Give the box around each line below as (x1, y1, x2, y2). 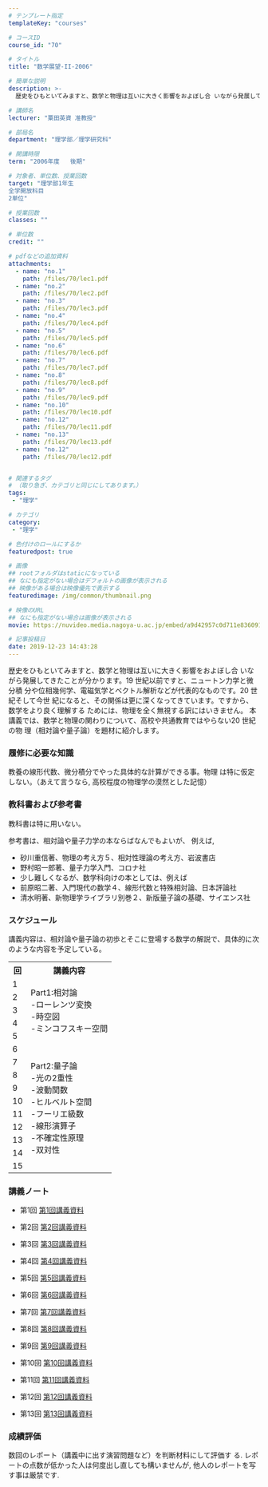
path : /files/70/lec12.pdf (22, 453, 112, 461)
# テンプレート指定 (8, 11, 64, 20)
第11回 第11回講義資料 (19, 1375, 90, 1385)
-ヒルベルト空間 (30, 1096, 93, 1107)
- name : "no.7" (15, 356, 66, 364)
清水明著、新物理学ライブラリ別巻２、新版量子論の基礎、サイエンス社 (19, 892, 251, 902)
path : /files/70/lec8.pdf (22, 379, 109, 387)
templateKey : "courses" (8, 19, 88, 27)
